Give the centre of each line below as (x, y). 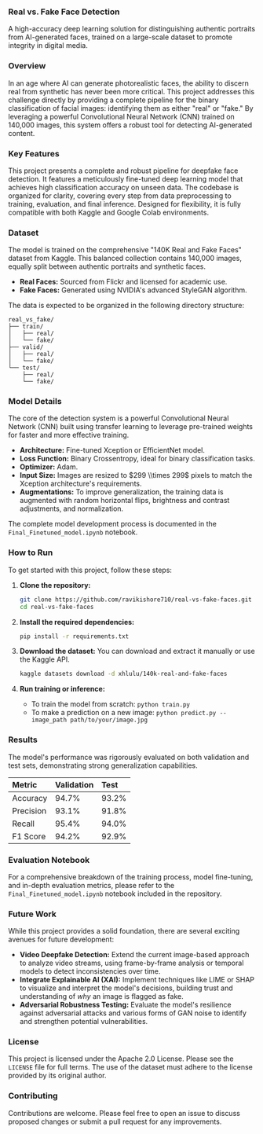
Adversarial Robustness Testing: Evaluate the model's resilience (125, 1005)
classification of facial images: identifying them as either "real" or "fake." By (131, 108)
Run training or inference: (62, 689)
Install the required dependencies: (77, 622)
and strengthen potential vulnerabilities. (84, 1022)
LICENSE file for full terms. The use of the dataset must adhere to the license (131, 1067)
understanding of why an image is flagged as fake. (101, 996)
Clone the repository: (55, 585)
